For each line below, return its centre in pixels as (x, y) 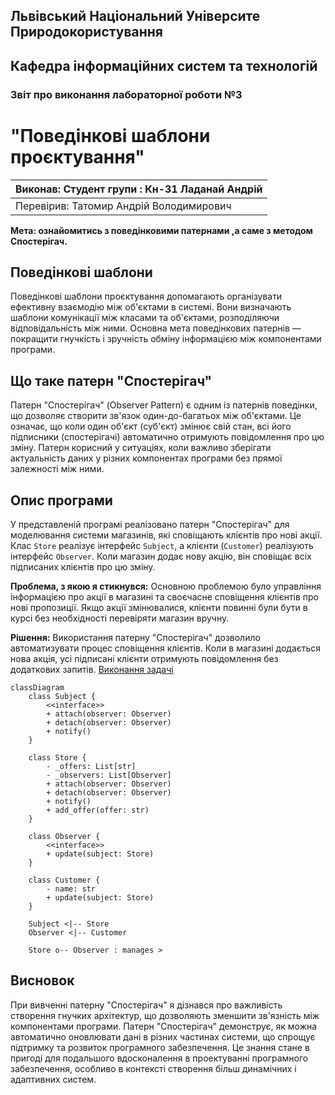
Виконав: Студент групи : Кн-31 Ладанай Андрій (139, 189)
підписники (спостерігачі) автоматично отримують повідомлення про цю (167, 437)
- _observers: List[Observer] (109, 775)
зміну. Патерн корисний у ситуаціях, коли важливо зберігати (141, 448)
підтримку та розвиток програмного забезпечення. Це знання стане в (160, 1047)
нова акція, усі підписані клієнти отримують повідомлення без (144, 659)
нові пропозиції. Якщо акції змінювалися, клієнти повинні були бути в (159, 608)
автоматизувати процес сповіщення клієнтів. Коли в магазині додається (166, 648)
